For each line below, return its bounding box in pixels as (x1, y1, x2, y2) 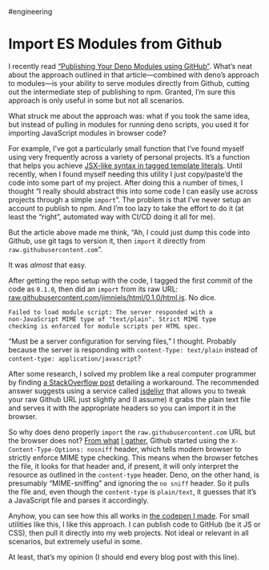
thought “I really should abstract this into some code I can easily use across (8, 186, 259, 196)
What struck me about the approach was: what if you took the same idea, (8, 111, 251, 120)
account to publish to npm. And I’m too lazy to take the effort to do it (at (8, 203, 244, 213)
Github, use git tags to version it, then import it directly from (8, 236, 206, 246)
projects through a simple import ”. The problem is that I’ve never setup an (8, 194, 251, 204)
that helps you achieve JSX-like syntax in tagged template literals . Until (8, 161, 243, 170)
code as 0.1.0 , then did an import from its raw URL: (8, 284, 179, 294)
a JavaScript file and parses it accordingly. (8, 495, 150, 505)
